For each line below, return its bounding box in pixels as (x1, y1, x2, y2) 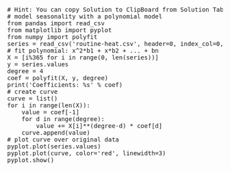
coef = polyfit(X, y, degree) (7, 75, 109, 81)
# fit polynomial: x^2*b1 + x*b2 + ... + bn (7, 47, 159, 54)
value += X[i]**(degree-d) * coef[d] (36, 122, 163, 129)
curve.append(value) (21, 129, 90, 136)
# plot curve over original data (7, 136, 120, 143)
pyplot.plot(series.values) (7, 143, 101, 150)
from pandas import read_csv (7, 20, 105, 27)
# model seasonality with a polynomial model (7, 13, 163, 20)
